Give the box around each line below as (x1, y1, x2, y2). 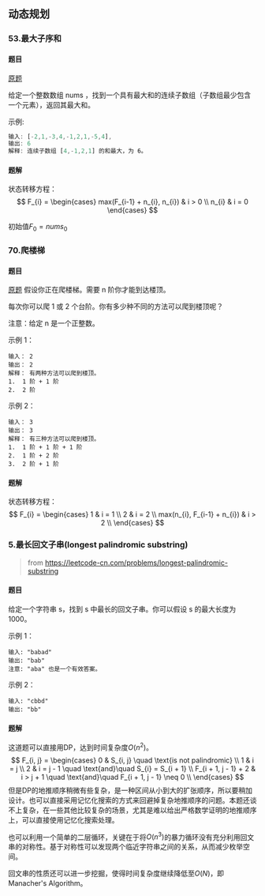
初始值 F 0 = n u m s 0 (8, 222, 68, 233)
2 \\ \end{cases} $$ (100, 518, 165, 528)
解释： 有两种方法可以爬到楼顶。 (8, 370, 100, 378)
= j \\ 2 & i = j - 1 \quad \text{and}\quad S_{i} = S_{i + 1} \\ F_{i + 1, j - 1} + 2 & (9, 763, 256, 773)
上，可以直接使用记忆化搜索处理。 (8, 815, 119, 824)
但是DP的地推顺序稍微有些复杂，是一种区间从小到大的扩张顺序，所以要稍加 (8, 785, 253, 795)
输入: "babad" (8, 648, 53, 656)
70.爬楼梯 (8, 245, 46, 256)
